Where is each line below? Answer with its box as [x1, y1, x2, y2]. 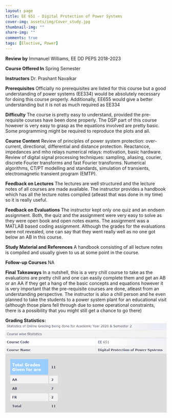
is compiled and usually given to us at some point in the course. [5, 249, 140, 255]
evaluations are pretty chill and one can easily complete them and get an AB [5, 274, 166, 281]
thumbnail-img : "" [5, 25, 45, 30]
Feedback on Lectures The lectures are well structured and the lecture [5, 180, 155, 187]
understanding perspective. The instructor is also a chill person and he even [5, 291, 166, 297]
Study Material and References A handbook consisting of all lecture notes [5, 244, 163, 250]
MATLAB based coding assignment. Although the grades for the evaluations [5, 223, 165, 229]
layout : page [5, 8, 33, 13]
